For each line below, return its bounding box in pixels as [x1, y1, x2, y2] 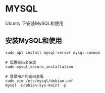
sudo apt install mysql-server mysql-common [5, 50, 100, 55]
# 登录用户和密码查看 [5, 74, 44, 79]
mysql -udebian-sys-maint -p [5, 82, 67, 88]
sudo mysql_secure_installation [5, 64, 73, 69]
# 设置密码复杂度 [5, 60, 36, 65]
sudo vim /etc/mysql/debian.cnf [5, 78, 73, 83]
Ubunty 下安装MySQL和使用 [5, 20, 64, 26]
